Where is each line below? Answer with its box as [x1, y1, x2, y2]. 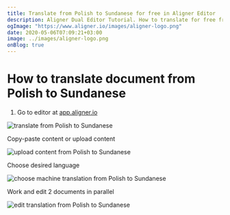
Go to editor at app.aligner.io [16, 108, 98, 116]
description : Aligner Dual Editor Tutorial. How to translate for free [7, 16, 216, 23]
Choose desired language [7, 161, 80, 169]
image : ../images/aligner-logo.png [7, 35, 109, 42]
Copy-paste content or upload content [7, 134, 116, 143]
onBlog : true [7, 42, 44, 48]
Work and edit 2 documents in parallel [7, 187, 114, 195]
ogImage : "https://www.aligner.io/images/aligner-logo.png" [7, 23, 183, 29]
